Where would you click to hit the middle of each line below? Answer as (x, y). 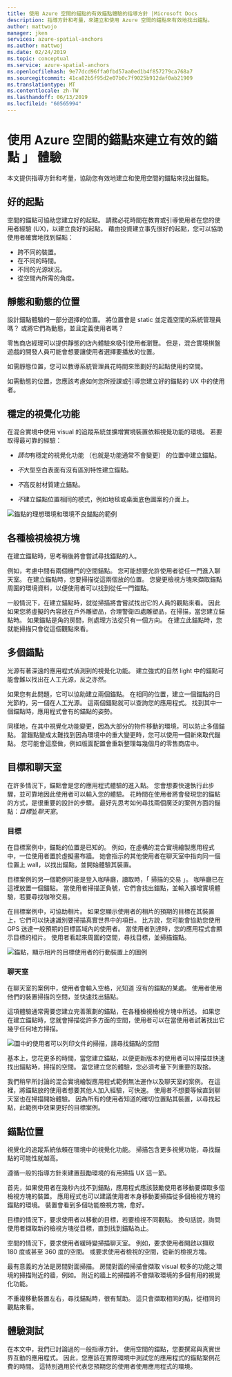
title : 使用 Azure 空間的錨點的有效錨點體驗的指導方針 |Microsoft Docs (103, 14)
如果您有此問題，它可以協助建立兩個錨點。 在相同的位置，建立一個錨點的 (111, 694)
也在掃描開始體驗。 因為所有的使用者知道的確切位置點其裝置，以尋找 (117, 1099)
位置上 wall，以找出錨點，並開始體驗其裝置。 (71, 864)
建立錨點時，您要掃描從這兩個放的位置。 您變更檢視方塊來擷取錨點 (127, 580)
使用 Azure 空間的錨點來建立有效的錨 (113, 140)
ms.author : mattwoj (35, 46)
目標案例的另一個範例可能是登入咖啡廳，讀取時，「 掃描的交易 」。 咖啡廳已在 (116, 879)
